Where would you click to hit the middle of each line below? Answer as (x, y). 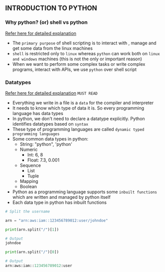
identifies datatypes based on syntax (50, 124)
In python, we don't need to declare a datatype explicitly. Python (79, 119)
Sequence (30, 165)
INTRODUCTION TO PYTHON (51, 8)
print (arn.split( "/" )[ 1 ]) (32, 229)
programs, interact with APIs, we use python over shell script (75, 69)
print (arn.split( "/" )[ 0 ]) (32, 252)
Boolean (28, 186)
